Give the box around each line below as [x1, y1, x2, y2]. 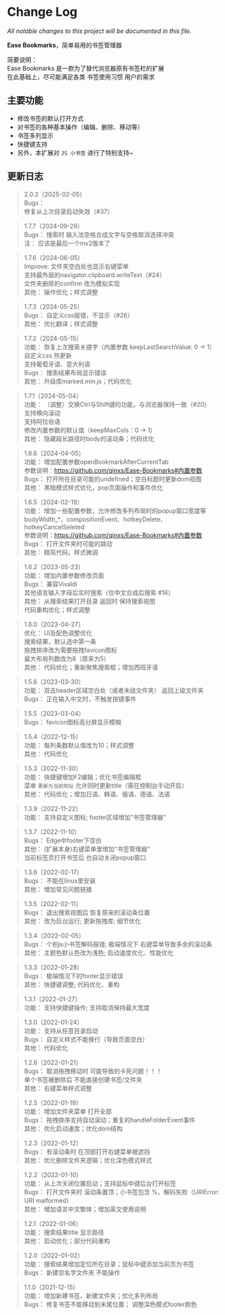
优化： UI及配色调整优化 [23, 628, 93, 637]
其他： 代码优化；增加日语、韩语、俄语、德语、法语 [23, 790, 170, 798]
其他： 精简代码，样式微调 [23, 548, 98, 556]
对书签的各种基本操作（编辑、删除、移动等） [16, 123, 144, 131]
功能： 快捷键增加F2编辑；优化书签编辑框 [23, 772, 142, 781]
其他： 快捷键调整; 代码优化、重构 [23, 980, 120, 988]
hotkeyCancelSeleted [23, 523, 84, 531]
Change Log [7, 4, 78, 20]
